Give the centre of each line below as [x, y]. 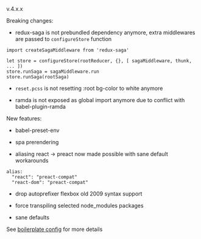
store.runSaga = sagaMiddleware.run [53, 72]
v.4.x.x [15, 9]
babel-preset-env [37, 130]
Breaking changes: [30, 20]
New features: [24, 118]
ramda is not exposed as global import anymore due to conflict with [100, 100]
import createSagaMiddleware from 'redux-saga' [68, 50]
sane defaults [32, 217]
